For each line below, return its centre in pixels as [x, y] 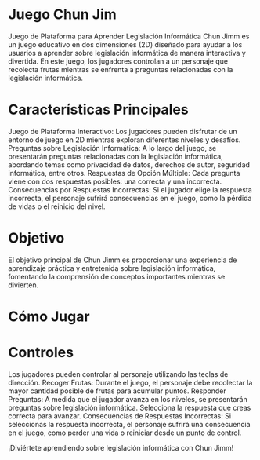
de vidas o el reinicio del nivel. [57, 206]
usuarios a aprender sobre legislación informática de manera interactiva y [127, 53]
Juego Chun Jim [63, 15]
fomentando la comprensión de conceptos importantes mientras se [117, 276]
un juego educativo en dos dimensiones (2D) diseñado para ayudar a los [125, 44]
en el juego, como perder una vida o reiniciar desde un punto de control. [125, 433]
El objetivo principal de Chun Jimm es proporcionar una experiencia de [123, 260]
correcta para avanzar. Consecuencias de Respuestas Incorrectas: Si [120, 416]
